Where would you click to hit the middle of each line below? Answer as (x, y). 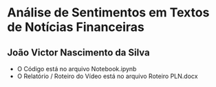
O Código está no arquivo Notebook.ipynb (77, 69)
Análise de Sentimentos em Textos (108, 13)
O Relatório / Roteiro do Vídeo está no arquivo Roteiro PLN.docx (107, 76)
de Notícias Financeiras (76, 27)
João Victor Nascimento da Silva (78, 52)
